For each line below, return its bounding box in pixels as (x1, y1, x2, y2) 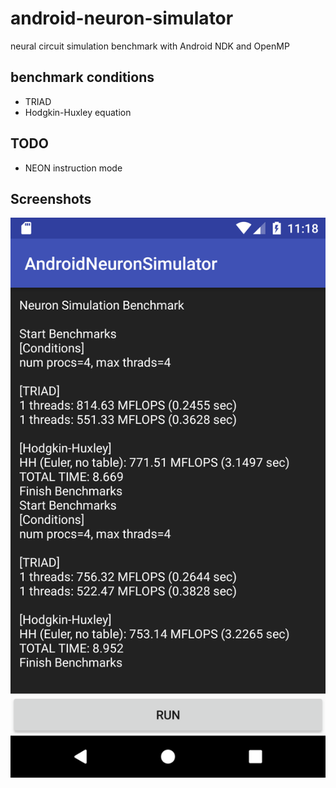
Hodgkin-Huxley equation (24, 106, 132, 118)
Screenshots (10, 190, 92, 207)
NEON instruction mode (24, 162, 123, 174)
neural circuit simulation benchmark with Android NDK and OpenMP (10, 40, 290, 52)
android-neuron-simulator (10, 7, 234, 30)
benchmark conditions (10, 69, 155, 86)
